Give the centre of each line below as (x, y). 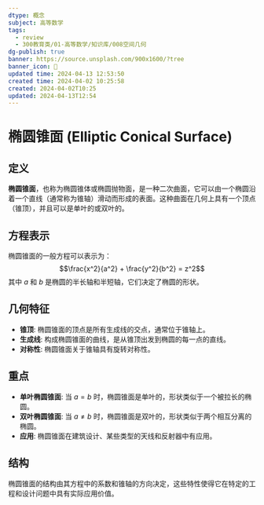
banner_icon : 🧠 (33, 67)
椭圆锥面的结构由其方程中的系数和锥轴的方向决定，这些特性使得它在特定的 (128, 483)
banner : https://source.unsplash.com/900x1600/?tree (96, 60)
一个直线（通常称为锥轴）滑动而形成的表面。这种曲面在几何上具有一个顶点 (135, 199)
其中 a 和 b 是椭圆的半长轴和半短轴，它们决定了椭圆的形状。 (106, 282)
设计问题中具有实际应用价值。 (70, 493)
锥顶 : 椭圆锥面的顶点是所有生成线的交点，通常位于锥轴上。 (114, 329)
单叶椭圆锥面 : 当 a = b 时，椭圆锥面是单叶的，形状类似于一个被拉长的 (132, 397)
